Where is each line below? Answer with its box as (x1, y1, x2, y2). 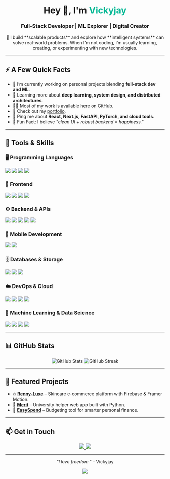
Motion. (12, 396, 29, 403)
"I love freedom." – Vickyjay (56, 459, 114, 465)
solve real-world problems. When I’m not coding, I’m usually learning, (12, 40, 158, 46)
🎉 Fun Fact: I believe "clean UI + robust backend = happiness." (12, 119, 144, 125)
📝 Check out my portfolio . (12, 108, 66, 114)
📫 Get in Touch (5, 427, 55, 436)
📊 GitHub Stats (5, 342, 55, 350)
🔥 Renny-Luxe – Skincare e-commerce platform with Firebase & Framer (12, 391, 163, 397)
